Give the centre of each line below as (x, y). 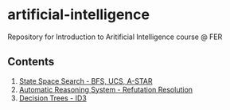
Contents (31, 62)
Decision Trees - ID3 (53, 98)
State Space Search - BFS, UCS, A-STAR (86, 81)
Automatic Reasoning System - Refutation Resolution (105, 89)
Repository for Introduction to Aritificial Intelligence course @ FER (115, 37)
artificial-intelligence (79, 15)
